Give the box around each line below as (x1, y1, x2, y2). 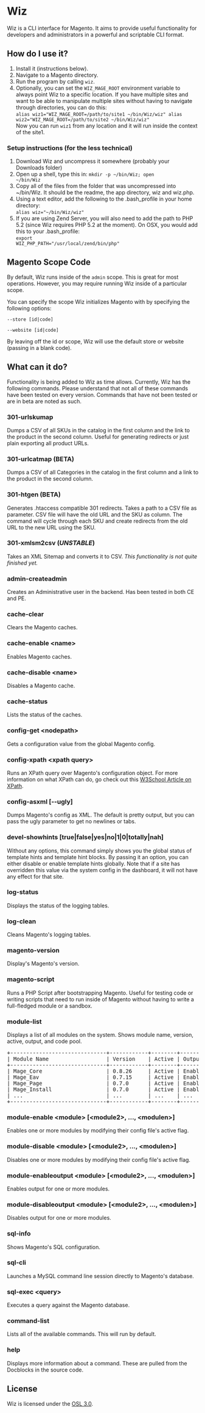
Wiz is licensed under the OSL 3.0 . (7, 1400, 94, 1407)
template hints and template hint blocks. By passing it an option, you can (7, 853, 189, 860)
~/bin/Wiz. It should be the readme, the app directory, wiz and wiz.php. (15, 189, 195, 196)
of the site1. (15, 128, 45, 135)
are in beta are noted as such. (7, 398, 82, 405)
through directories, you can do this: (15, 104, 107, 111)
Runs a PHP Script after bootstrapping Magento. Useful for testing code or (7, 989, 193, 996)
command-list (7, 1317, 50, 1325)
